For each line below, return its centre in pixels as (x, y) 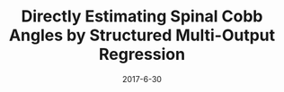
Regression (142, 54)
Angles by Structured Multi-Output (142, 35)
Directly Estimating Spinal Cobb (142, 17)
